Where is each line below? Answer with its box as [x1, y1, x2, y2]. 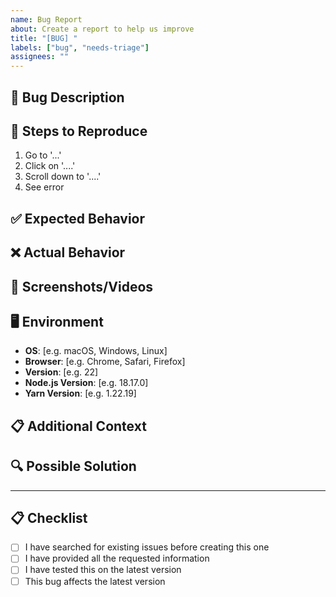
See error [24, 181, 65, 193]
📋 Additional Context [10, 417, 147, 435]
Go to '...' [24, 149, 62, 161]
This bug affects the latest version [24, 575, 166, 587]
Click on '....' [24, 160, 76, 172]
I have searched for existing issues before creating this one [24, 541, 270, 553]
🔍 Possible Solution [10, 458, 137, 475]
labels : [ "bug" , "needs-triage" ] [10, 42, 150, 53]
